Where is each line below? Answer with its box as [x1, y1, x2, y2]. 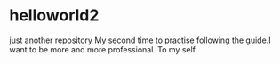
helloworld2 [9, 5, 100, 26]
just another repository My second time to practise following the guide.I [9, 35, 271, 45]
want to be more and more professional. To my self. [9, 44, 198, 54]
